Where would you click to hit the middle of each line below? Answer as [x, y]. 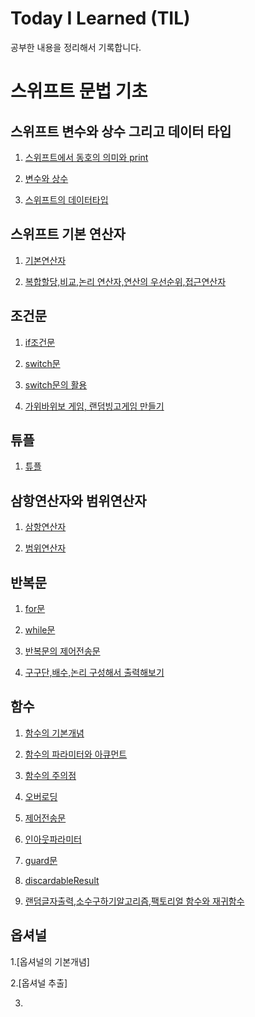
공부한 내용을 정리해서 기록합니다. [76, 47]
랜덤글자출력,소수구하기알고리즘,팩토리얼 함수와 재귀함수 [134, 901]
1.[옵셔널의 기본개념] [50, 961]
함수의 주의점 [50, 775]
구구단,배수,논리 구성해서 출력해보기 [94, 672]
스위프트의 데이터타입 [66, 199]
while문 [40, 630]
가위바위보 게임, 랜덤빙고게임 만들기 [94, 406]
